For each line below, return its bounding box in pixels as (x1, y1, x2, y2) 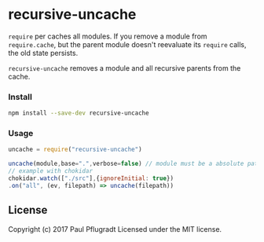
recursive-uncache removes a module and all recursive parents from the (8, 63, 241, 72)
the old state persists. (8, 48, 79, 57)
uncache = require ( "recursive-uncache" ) (8, 145, 143, 154)
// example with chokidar (8, 167, 93, 175)
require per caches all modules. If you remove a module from (8, 31, 207, 41)
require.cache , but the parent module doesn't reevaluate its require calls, (8, 39, 247, 49)
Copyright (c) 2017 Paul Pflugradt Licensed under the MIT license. (8, 224, 222, 233)
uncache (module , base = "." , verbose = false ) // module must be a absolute (8, 159, 244, 168)
